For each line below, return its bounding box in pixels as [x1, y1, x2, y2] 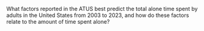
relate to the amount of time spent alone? [6, 18, 110, 25]
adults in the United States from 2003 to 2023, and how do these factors [6, 12, 189, 19]
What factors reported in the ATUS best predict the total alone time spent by [6, 5, 198, 12]
